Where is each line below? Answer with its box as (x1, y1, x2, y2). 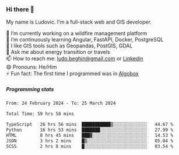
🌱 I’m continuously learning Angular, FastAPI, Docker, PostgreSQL (6, 36, 164, 43)
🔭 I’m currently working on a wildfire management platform (6, 30, 148, 37)
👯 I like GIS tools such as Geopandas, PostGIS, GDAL (6, 42, 133, 49)
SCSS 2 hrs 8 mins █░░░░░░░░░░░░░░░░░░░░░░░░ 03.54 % (6, 143, 174, 149)
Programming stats (6, 85, 54, 92)
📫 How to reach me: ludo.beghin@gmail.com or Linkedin (6, 55, 144, 62)
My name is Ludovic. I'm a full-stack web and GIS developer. (6, 19, 152, 26)
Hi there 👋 (6, 5, 35, 13)
